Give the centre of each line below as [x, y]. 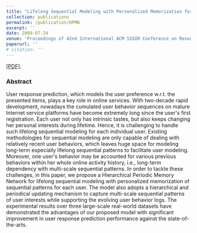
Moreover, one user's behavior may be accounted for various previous [91, 156]
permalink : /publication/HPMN [43, 22]
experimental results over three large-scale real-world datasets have [89, 206]
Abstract [19, 81]
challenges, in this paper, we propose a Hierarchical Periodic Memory [90, 175]
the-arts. [17, 225]
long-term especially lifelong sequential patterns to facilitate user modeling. [97, 150]
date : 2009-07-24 [27, 33]
